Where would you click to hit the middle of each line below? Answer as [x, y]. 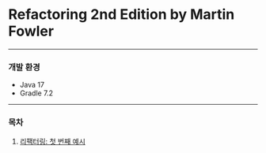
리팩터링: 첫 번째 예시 [52, 141]
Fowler [31, 31]
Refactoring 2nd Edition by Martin [122, 15]
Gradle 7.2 [36, 93]
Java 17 [32, 85]
